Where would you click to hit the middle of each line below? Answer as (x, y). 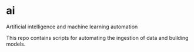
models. (16, 44)
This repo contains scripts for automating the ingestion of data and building (97, 38)
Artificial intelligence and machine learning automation (72, 27)
